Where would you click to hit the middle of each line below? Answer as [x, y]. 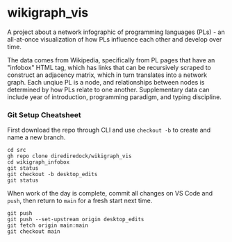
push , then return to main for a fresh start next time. [80, 201]
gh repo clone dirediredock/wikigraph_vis [69, 156]
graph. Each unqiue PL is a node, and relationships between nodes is [106, 82]
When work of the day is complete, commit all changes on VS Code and [110, 193]
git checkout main [34, 232]
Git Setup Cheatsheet [44, 114]
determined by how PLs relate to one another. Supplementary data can [108, 89]
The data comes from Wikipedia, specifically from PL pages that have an [111, 60]
